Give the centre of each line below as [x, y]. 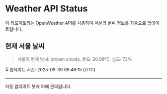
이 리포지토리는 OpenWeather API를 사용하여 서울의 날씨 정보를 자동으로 [76, 23]
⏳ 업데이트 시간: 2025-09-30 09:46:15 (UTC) [50, 69]
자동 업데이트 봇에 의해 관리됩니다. [38, 86]
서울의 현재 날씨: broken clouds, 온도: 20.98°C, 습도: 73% [75, 59]
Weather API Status [46, 9]
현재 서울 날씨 [25, 46]
